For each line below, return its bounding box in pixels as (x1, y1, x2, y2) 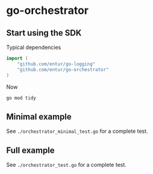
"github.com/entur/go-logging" (17, 61, 96, 67)
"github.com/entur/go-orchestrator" (17, 66, 110, 72)
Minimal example (6, 111, 72, 121)
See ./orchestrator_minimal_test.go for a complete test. (6, 127, 149, 135)
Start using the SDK (6, 28, 82, 38)
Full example (6, 145, 55, 155)
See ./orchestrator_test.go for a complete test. (6, 161, 126, 168)
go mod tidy (6, 95, 36, 101)
